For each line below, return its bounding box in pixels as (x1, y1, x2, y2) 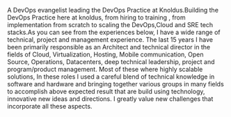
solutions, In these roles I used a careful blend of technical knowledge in (7, 72, 215, 81)
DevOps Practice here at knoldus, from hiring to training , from (7, 13, 186, 22)
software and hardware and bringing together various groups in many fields (7, 80, 224, 88)
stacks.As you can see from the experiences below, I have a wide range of (7, 28, 221, 36)
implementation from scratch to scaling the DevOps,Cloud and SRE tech (7, 21, 214, 29)
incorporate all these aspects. (7, 102, 93, 110)
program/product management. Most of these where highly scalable (7, 65, 203, 73)
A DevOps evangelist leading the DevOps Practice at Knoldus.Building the (7, 6, 219, 14)
